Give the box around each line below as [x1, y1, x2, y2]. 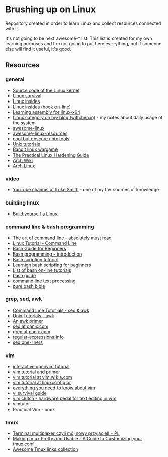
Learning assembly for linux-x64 [12, 109, 81, 115]
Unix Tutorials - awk [12, 312, 54, 319]
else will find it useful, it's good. [5, 46, 71, 52]
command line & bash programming [5, 223, 94, 230]
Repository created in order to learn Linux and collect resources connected [5, 20, 161, 26]
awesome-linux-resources [12, 130, 68, 136]
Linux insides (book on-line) [12, 104, 71, 110]
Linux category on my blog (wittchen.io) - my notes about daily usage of [12, 114, 163, 120]
